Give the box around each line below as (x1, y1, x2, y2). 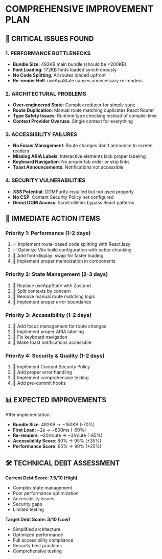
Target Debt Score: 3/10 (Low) (5, 516, 71, 522)
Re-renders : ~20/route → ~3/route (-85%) (12, 432, 103, 438)
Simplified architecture (12, 526, 61, 532)
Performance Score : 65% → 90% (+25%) (12, 443, 102, 450)
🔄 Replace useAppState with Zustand (12, 282, 91, 289)
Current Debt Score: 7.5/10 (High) (5, 475, 78, 481)
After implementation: (5, 412, 51, 418)
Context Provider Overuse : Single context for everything (12, 118, 133, 124)
